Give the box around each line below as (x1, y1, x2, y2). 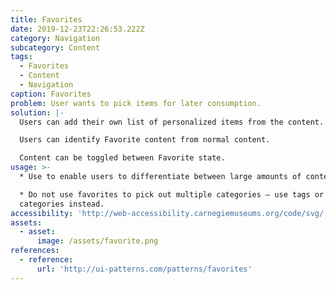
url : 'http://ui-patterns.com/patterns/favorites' (36, 264, 253, 274)
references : (10, 246, 60, 256)
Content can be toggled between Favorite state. (19, 153, 226, 163)
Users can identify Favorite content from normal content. (19, 135, 271, 145)
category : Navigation (10, 33, 101, 43)
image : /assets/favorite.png (36, 236, 159, 246)
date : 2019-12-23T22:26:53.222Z (10, 24, 145, 34)
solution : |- (10, 107, 65, 118)
